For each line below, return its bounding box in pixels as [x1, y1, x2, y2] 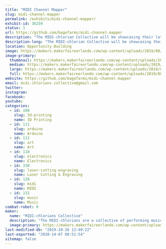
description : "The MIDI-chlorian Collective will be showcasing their [5, 35, 154, 40]
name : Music [14, 200, 39, 205]
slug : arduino [14, 126, 43, 131]
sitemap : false [5, 236, 37, 242]
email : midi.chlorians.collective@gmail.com [5, 80, 98, 85]
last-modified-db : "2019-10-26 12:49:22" [5, 227, 92, 232]
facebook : [5, 94, 26, 99]
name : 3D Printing [14, 117, 52, 122]
